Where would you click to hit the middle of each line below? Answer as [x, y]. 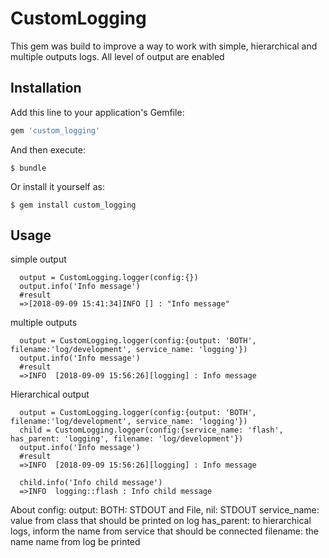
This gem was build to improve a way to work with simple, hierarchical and [164, 46]
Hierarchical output [50, 394]
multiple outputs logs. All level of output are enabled [117, 56]
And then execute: [48, 149]
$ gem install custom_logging [73, 205]
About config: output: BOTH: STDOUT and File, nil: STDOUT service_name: [165, 510]
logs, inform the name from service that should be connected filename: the [164, 531]
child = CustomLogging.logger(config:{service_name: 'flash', [151, 430]
